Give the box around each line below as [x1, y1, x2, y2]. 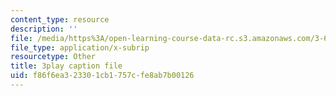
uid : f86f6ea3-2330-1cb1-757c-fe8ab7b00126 [10, 71, 195, 81]
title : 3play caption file [10, 61, 123, 71]
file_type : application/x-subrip [10, 42, 150, 53]
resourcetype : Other [10, 52, 97, 62]
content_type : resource [10, 14, 110, 25]
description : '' [10, 24, 78, 34]
